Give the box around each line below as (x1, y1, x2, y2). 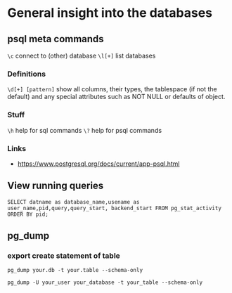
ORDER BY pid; (7, 211, 49, 218)
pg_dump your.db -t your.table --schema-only (7, 267, 143, 274)
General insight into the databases (7, 5, 213, 21)
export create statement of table (7, 251, 121, 261)
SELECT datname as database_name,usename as (7, 198, 140, 205)
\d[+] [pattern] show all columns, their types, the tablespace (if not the (7, 85, 217, 93)
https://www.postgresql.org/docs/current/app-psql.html (17, 159, 180, 168)
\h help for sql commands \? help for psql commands (7, 126, 162, 134)
